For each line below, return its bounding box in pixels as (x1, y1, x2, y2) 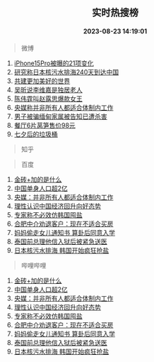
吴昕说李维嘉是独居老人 (13, 85, 83, 94)
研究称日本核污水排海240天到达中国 (13, 67, 119, 76)
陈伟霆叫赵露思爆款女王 (13, 94, 83, 103)
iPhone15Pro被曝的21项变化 (13, 59, 94, 67)
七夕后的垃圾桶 (13, 130, 58, 138)
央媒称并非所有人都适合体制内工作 (13, 103, 114, 111)
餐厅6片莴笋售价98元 (13, 121, 76, 129)
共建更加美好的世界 (13, 77, 71, 85)
